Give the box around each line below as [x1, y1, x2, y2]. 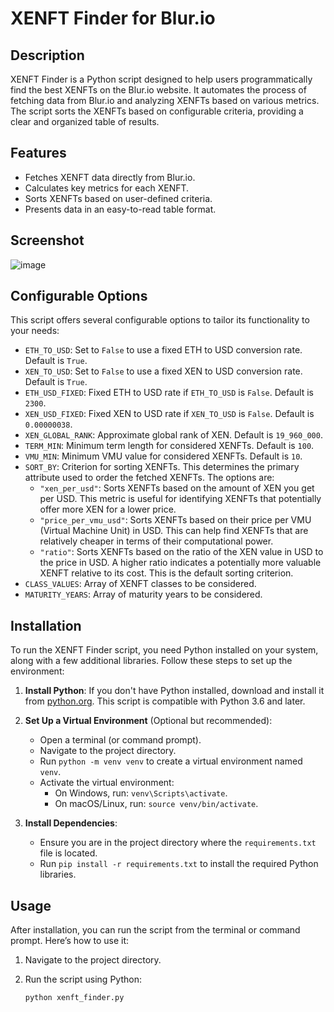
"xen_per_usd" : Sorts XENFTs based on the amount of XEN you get [39, 482, 315, 494]
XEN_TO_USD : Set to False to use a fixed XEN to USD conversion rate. [24, 365, 303, 377]
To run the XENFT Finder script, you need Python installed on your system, [10, 644, 319, 656]
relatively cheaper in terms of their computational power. [39, 535, 274, 547]
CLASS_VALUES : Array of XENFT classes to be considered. [24, 578, 257, 590]
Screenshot [10, 232, 85, 249]
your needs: [10, 325, 60, 337]
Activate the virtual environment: [39, 777, 175, 789]
